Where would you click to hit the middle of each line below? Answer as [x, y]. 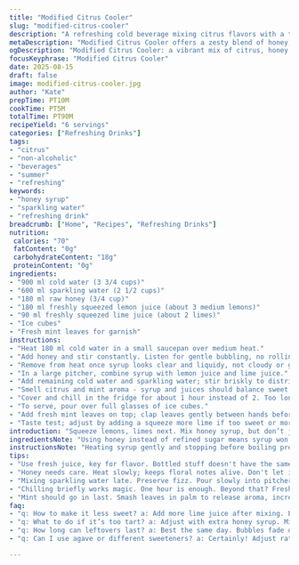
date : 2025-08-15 [41, 68]
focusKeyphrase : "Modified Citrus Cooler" [89, 59]
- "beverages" [36, 166]
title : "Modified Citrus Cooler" [71, 17]
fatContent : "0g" [45, 249]
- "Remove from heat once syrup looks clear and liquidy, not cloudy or [147, 365]
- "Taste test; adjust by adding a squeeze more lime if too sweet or [143, 423]
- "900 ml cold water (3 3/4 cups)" [77, 282]
